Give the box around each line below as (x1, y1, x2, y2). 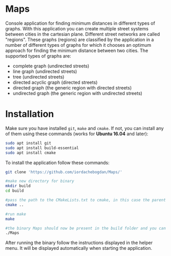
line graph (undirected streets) (12, 68, 77, 75)
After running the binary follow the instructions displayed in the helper (5, 240, 153, 246)
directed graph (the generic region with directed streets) (12, 84, 132, 90)
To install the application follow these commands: (5, 159, 110, 166)
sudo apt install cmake (5, 150, 56, 155)
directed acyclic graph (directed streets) (12, 79, 98, 85)
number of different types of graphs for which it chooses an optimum (5, 42, 152, 48)
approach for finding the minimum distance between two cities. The (5, 47, 148, 53)
